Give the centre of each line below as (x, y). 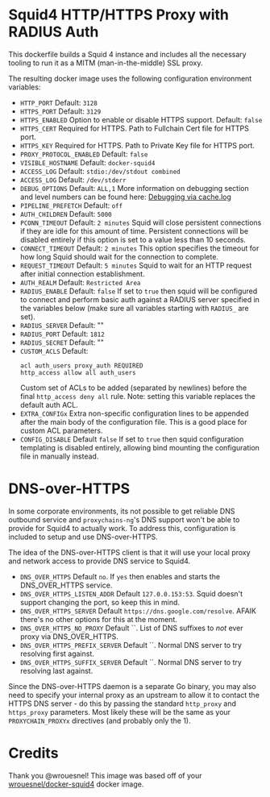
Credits (33, 753)
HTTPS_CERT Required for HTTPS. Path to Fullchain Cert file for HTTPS (135, 128)
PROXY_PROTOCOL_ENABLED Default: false (84, 154)
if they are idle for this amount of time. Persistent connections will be (134, 230)
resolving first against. (57, 654)
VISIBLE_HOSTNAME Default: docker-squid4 (87, 162)
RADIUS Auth (54, 32)
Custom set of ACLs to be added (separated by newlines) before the (133, 388)
